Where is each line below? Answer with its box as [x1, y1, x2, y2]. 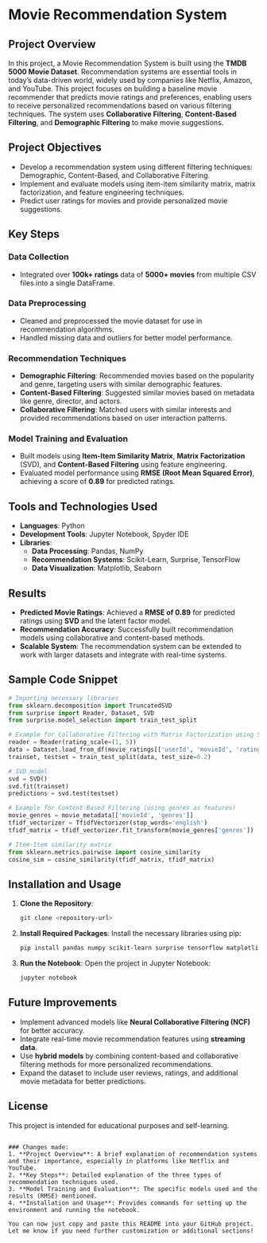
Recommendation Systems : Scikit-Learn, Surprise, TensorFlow [31, 555, 241, 564]
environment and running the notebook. [8, 1206, 141, 1213]
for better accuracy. [19, 1025, 85, 1035]
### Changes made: [8, 1143, 69, 1151]
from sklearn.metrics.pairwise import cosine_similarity [8, 848, 201, 856]
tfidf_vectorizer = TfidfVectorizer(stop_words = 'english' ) [8, 819, 208, 827]
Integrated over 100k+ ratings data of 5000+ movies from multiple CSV [19, 269, 257, 279]
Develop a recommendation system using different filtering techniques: [19, 162, 253, 171]
